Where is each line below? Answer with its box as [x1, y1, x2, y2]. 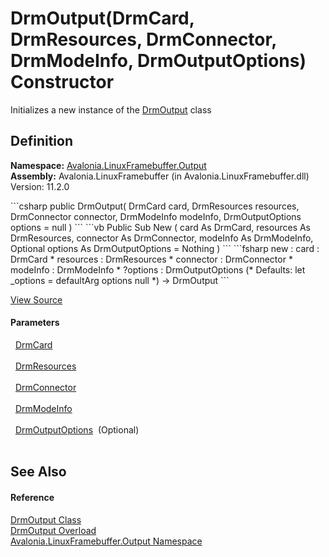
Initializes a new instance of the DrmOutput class [10, 103, 212, 116]
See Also [10, 463, 67, 481]
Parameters [10, 317, 60, 329]
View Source [10, 293, 63, 306]
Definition [10, 133, 73, 150]
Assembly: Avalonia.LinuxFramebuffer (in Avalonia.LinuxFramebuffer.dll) [10, 170, 310, 182]
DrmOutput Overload [10, 524, 97, 536]
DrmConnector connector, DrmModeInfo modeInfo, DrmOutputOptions [10, 210, 302, 222]
